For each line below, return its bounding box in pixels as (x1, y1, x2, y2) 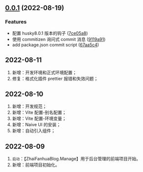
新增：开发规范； (12, 103, 47, 109)
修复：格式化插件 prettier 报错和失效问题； (12, 76, 98, 81)
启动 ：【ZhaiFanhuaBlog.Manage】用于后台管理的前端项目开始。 (12, 156, 141, 162)
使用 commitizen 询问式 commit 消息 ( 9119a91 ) (12, 36, 106, 42)
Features (5, 19, 27, 25)
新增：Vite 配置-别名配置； (12, 110, 67, 115)
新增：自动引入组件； (12, 128, 55, 134)
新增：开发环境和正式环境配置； (12, 69, 77, 75)
